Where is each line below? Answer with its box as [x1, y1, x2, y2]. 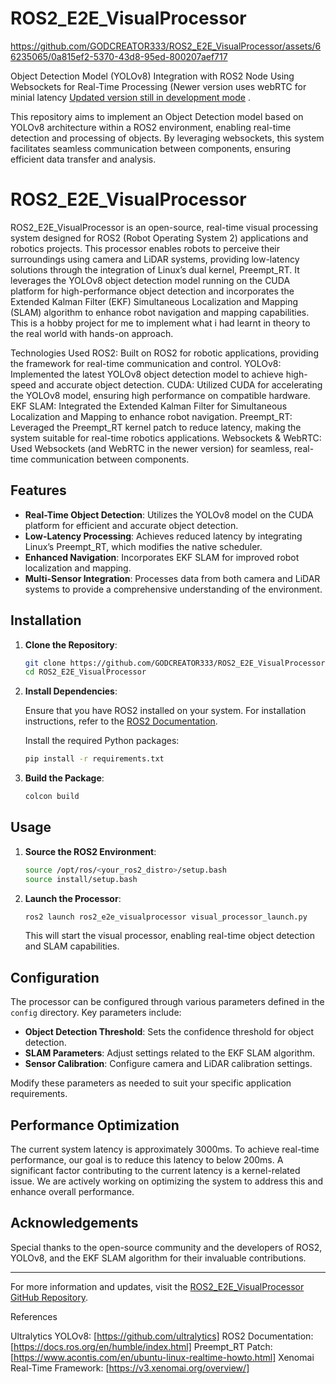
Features [10, 482, 67, 499]
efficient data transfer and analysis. [10, 153, 157, 165]
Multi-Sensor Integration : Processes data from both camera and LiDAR [24, 572, 321, 584]
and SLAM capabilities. [24, 940, 120, 952]
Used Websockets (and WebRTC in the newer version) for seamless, [10, 442, 293, 454]
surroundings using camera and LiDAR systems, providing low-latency [10, 253, 300, 265]
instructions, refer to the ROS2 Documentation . [24, 715, 218, 727]
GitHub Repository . [10, 1291, 88, 1303]
